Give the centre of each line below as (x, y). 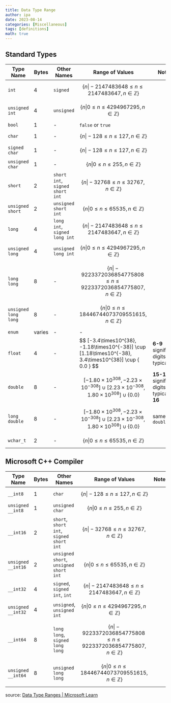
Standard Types (31, 54)
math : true (17, 34)
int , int (62, 595)
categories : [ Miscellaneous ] (36, 24)
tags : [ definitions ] (27, 29)
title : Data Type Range (31, 10)
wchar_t (17, 440)
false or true (95, 125)
